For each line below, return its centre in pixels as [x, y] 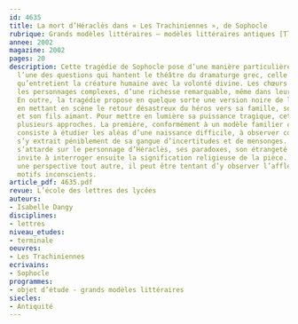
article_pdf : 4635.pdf [51, 183]
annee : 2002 [31, 42]
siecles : [25, 298]
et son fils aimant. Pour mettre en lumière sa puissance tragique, [146, 116]
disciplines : [33, 215]
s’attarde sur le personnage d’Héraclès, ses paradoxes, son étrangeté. [154, 149]
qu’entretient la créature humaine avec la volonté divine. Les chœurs [153, 83]
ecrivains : [29, 265]
